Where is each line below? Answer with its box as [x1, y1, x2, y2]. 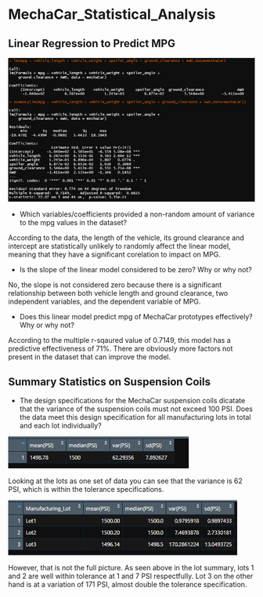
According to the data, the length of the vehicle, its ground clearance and [8, 233, 245, 242]
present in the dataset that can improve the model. [8, 352, 171, 362]
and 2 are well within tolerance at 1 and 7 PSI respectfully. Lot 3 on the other [8, 571, 254, 581]
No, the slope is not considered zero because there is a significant [8, 280, 222, 289]
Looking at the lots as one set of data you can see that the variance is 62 [8, 476, 243, 486]
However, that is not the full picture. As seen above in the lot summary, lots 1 [8, 563, 254, 573]
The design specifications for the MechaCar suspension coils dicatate [19, 396, 246, 406]
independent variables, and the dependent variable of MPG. [8, 297, 201, 307]
